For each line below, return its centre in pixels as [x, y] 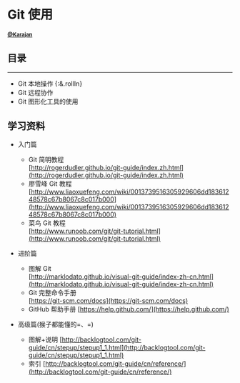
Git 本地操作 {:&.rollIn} [50, 84]
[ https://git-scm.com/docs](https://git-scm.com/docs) [108, 301]
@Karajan [20, 34]
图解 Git [40, 269]
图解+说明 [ [45, 339]
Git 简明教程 [46, 160]
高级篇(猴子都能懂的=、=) [56, 324]
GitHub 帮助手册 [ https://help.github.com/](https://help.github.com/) [129, 309]
